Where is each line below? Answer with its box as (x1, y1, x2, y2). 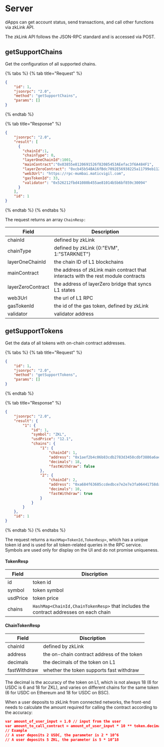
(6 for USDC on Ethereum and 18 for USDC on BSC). (5, 690, 110, 696)
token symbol (32, 587, 64, 594)
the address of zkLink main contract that (54, 267, 146, 273)
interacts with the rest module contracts (54, 273, 145, 279)
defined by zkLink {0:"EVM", (54, 245, 120, 251)
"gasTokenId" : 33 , (22, 175, 60, 181)
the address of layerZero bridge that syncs (54, 280, 152, 287)
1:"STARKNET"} (54, 251, 91, 257)
